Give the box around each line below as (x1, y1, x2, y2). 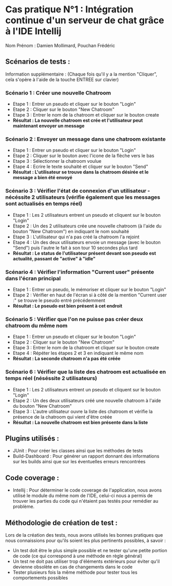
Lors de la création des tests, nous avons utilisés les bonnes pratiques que (5, 532, 163, 538)
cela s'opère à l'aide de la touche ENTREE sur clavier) (5, 76, 119, 83)
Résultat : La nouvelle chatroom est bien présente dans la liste (12, 419, 148, 425)
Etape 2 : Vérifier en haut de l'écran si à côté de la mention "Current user (12, 292, 167, 298)
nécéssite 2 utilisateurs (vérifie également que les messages (5, 194, 161, 201)
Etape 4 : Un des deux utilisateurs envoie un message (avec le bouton (12, 239, 161, 245)
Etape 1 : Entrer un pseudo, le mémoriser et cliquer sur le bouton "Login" (12, 286, 166, 292)
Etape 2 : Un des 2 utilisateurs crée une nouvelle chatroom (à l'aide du (12, 222, 162, 229)
